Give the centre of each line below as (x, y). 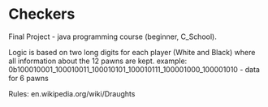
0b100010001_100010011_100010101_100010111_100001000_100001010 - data (134, 69)
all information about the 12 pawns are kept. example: (98, 61)
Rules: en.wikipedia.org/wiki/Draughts (72, 93)
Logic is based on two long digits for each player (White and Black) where (132, 52)
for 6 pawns (28, 78)
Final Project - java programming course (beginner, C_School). (112, 36)
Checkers (42, 14)
